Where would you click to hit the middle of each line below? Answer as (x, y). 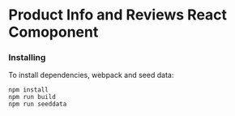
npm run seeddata (38, 104)
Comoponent (53, 32)
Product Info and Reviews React (118, 15)
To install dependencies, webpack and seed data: (91, 75)
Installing (27, 58)
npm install (28, 90)
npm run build (32, 97)
